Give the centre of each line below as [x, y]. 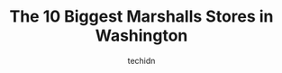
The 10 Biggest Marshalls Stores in [141, 17]
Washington [141, 36]
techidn [141, 60]
